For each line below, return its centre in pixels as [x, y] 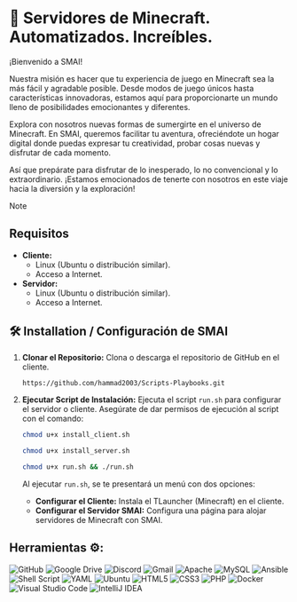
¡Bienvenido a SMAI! [46, 61]
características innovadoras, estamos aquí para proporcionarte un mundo [144, 98]
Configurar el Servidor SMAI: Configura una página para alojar [151, 511]
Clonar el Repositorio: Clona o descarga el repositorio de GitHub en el [151, 357]
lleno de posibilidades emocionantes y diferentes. [100, 107]
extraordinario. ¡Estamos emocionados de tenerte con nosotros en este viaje [148, 179]
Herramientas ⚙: [57, 548]
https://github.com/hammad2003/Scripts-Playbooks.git [123, 383]
